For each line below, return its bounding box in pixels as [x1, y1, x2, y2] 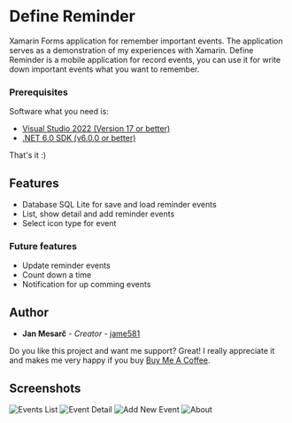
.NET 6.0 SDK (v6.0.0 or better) [21, 133, 136, 144]
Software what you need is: [9, 106, 109, 117]
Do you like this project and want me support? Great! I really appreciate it [9, 346, 275, 356]
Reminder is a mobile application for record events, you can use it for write [9, 54, 281, 65]
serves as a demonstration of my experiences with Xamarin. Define [9, 44, 254, 55]
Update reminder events [21, 260, 111, 271]
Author [9, 304, 49, 320]
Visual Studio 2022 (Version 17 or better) [21, 123, 171, 134]
